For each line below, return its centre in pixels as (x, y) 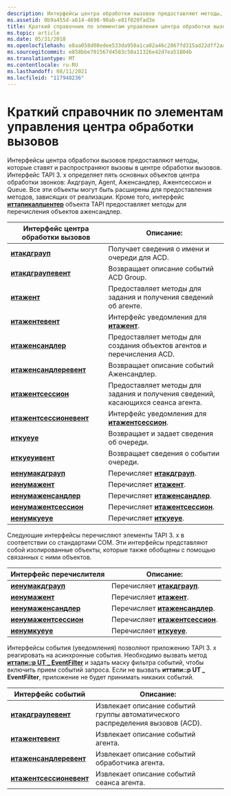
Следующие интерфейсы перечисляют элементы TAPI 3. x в (96, 535)
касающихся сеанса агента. (155, 402)
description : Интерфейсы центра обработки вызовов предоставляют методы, (115, 13)
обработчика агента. (130, 763)
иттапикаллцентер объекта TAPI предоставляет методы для (97, 204)
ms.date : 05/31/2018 (37, 39)
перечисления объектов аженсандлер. (65, 212)
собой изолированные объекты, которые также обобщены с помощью (111, 550)
